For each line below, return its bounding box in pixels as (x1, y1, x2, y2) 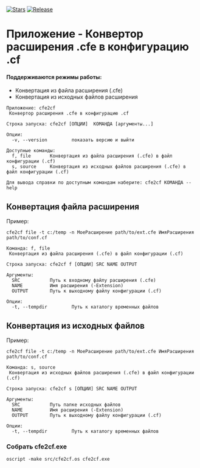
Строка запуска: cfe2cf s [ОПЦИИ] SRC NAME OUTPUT (6, 386, 137, 392)
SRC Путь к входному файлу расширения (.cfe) (12, 278, 156, 284)
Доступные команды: (6, 148, 56, 154)
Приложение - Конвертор (6, 27, 144, 41)
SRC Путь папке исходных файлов (12, 402, 121, 408)
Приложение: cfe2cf (6, 105, 56, 111)
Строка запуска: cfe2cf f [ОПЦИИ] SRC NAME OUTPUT (6, 262, 137, 268)
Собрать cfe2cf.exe (6, 442, 67, 450)
